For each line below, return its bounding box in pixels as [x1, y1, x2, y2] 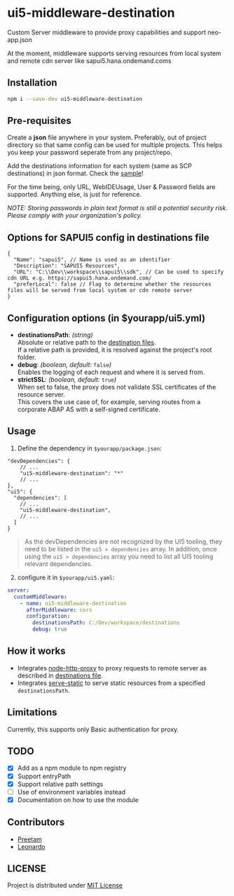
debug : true [32, 626, 68, 633]
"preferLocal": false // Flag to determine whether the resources [13, 281, 212, 288]
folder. [17, 353, 36, 361]
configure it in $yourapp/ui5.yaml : [17, 573, 115, 581]
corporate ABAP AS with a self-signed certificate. [17, 405, 161, 414]
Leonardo [17, 842, 46, 850]
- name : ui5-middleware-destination [20, 600, 128, 607]
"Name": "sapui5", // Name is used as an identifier [13, 256, 171, 263]
